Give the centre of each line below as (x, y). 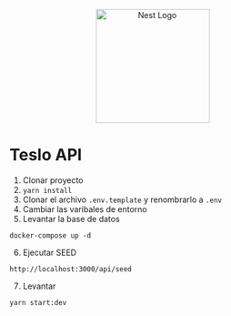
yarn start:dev (38, 302)
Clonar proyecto (53, 180)
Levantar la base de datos (71, 219)
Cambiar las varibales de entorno (85, 209)
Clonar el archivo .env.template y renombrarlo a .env (122, 199)
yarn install (47, 190)
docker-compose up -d (50, 235)
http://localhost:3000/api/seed (70, 269)
